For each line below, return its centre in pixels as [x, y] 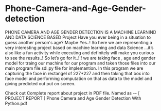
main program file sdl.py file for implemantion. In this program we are [74, 68]
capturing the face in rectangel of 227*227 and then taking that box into [77, 73]
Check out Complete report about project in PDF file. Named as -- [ [72, 93]
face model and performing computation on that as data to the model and [79, 79]
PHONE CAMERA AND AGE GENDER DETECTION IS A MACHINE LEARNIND [81, 32]
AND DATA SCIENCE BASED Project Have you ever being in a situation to [78, 37]
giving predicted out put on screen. [40, 83]
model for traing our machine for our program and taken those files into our [80, 63]
